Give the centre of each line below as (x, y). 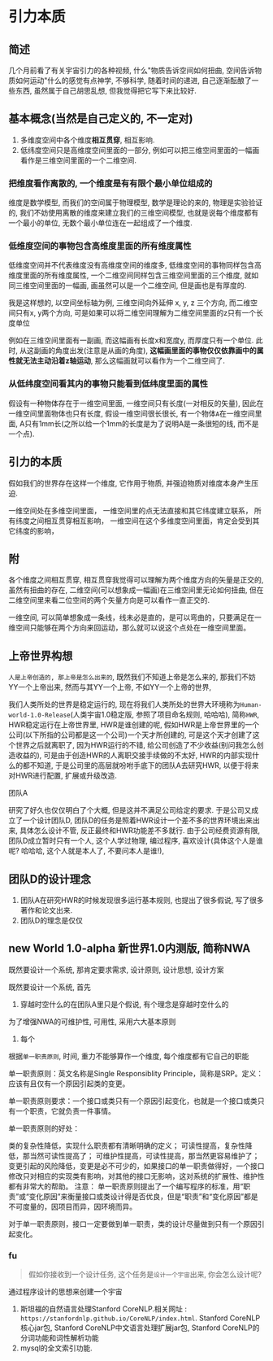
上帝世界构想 (41, 656)
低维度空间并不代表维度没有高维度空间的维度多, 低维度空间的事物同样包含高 (135, 265)
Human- (251, 705)
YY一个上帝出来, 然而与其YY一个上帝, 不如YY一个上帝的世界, (110, 687)
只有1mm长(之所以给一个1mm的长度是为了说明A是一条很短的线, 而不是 (141, 423)
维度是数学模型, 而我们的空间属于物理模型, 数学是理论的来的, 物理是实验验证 (135, 203)
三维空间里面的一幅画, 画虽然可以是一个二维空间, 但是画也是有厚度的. (130, 286)
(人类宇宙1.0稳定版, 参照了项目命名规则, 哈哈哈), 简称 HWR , (165, 715)
